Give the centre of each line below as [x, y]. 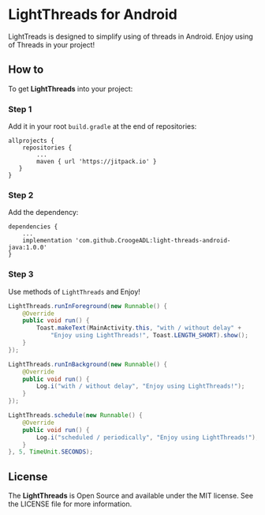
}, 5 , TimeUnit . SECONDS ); [50, 452]
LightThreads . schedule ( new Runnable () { [76, 415]
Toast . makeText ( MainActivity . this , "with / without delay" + [139, 328]
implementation [47, 241]
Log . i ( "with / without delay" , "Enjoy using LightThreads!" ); [141, 386]
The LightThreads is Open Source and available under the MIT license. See [131, 496]
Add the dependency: [43, 212]
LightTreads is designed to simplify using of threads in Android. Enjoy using [131, 36]
